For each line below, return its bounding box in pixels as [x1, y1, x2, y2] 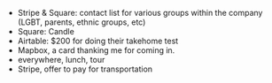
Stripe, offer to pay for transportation [17, 64, 153, 74]
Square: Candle [17, 26, 75, 36]
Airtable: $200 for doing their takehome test [17, 35, 179, 46]
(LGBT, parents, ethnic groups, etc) [17, 17, 146, 27]
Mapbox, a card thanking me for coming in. [17, 45, 175, 56]
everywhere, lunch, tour [17, 55, 105, 64]
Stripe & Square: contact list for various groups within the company [17, 8, 263, 18]
